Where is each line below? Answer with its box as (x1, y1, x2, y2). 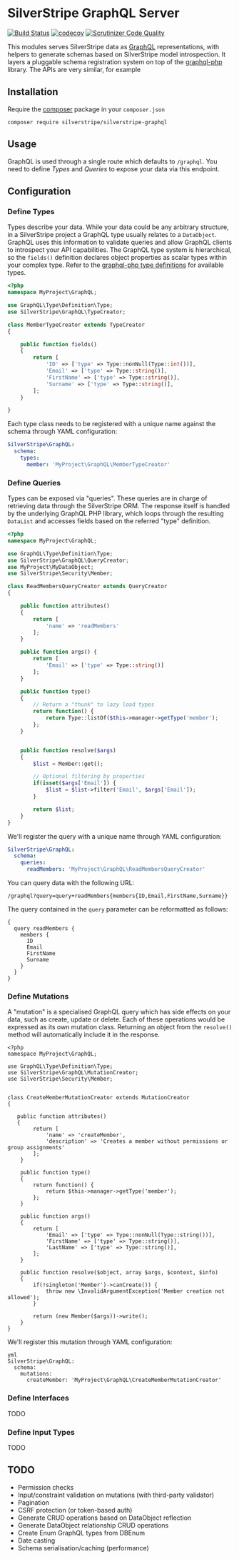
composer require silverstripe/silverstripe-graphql (7, 118, 168, 126)
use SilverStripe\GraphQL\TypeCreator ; (7, 308, 126, 316)
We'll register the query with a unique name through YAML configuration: (7, 832, 223, 840)
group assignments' (7, 1144, 66, 1151)
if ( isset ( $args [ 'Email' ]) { (33, 779, 116, 787)
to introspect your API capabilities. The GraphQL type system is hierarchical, (7, 246, 232, 254)
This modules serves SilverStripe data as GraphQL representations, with (7, 42, 220, 51)
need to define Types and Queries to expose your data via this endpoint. (7, 164, 220, 173)
